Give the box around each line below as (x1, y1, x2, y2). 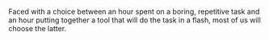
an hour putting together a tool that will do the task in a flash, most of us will (8, 15, 261, 25)
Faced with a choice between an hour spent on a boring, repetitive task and (8, 7, 260, 16)
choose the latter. (8, 24, 67, 33)
